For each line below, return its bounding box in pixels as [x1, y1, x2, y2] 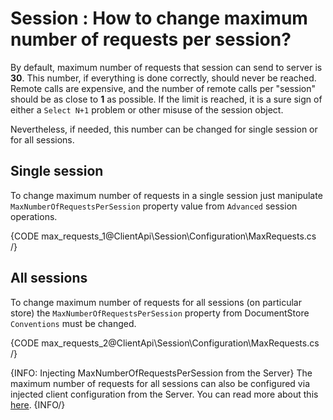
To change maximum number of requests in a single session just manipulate [10, 189, 323, 201]
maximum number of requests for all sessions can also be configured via [10, 377, 310, 389]
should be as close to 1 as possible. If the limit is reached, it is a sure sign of [10, 93, 323, 105]
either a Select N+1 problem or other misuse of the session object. [10, 103, 284, 116]
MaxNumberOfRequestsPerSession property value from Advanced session [10, 200, 298, 212]
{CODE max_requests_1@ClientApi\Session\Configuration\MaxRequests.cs [10, 230, 317, 242]
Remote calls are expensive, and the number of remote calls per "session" [10, 82, 317, 94]
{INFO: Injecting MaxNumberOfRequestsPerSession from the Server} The [10, 367, 313, 379]
